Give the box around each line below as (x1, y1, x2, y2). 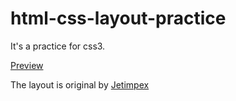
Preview (10, 59, 44, 71)
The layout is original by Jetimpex (10, 78, 150, 91)
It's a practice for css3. (10, 40, 106, 52)
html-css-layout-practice (10, 7, 227, 30)
